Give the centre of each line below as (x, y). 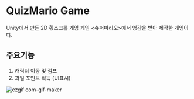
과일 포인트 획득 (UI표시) (42, 78)
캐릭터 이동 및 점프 (36, 70)
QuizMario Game (48, 11)
